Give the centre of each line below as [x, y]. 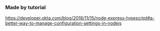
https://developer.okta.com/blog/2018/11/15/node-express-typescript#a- [80, 18]
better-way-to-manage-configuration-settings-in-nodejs [63, 23]
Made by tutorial [25, 7]
